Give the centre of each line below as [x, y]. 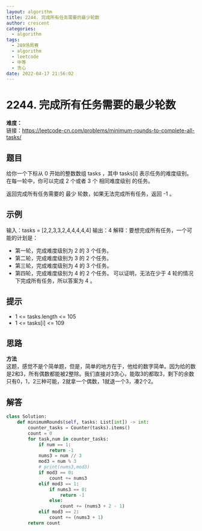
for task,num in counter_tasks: [69, 439]
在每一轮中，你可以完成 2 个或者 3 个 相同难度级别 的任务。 [80, 181]
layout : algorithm [29, 12]
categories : [21, 29]
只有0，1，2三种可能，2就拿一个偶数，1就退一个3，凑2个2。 [81, 382]
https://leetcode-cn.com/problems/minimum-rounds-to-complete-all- [109, 131]
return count [44, 523]
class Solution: [26, 416]
